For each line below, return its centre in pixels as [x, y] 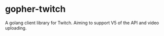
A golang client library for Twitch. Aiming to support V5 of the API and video [82, 23]
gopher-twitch [35, 9]
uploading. [16, 28]
